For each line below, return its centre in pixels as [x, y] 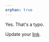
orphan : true [19, 10]
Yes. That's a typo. [25, 24]
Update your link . [23, 34]
